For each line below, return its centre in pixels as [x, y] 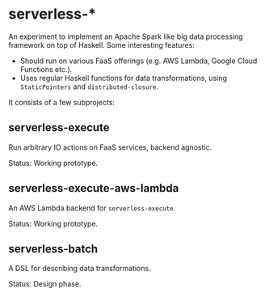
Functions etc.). [46, 69]
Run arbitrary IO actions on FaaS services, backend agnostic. [110, 147]
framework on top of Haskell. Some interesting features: [102, 45]
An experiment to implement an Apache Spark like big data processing [126, 36]
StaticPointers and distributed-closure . [89, 87]
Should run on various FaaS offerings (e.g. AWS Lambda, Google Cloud [139, 61]
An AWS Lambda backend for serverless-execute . [92, 208]
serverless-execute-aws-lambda [94, 188]
